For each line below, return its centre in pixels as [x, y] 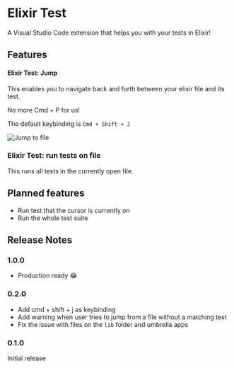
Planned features [46, 194]
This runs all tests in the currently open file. [70, 171]
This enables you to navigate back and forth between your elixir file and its [116, 88]
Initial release [27, 358]
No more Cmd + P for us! [43, 110]
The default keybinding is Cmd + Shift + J [69, 123]
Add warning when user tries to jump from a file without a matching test [122, 317]
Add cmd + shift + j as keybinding [66, 309]
